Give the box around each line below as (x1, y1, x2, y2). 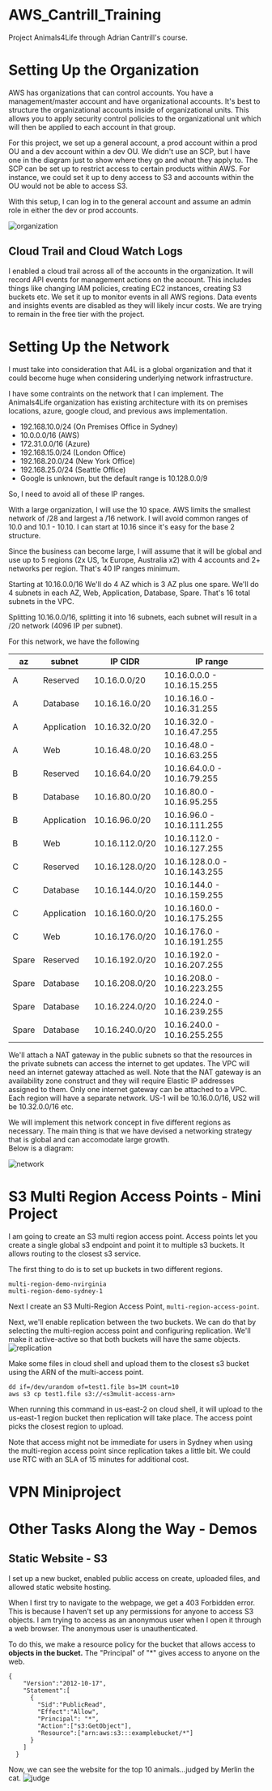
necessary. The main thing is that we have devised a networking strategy (8, 1125, 253, 1136)
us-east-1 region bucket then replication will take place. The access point (8, 1412, 253, 1422)
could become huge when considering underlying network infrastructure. (8, 373, 253, 383)
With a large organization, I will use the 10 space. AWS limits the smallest (8, 504, 251, 514)
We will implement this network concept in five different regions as (8, 1117, 231, 1127)
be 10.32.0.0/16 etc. (8, 1101, 74, 1112)
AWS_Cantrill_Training (8, 6, 162, 24)
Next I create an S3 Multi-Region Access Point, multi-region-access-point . (8, 1301, 260, 1311)
